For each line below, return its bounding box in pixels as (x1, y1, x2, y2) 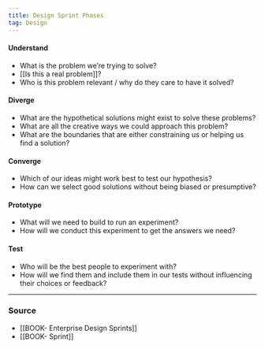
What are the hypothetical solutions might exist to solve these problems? (19, 113, 256, 122)
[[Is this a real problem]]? (19, 69, 102, 79)
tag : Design (8, 19, 47, 27)
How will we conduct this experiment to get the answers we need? (19, 226, 236, 236)
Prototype (8, 200, 42, 210)
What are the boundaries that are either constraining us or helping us (19, 129, 244, 139)
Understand (8, 43, 49, 53)
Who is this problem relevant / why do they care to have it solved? (19, 77, 234, 87)
